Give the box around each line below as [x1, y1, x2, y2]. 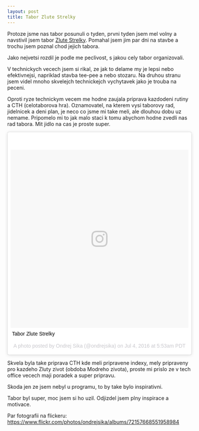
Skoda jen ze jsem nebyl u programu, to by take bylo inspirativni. [7, 383, 163, 390]
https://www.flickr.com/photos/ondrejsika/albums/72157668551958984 [7, 418, 180, 425]
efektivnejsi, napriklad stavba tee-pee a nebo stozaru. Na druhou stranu [7, 72, 181, 79]
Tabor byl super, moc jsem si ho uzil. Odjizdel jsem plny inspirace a [7, 394, 169, 402]
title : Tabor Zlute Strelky [7, 14, 76, 20]
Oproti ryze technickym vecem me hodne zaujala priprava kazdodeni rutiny [7, 95, 188, 103]
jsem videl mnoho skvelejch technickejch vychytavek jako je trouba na [7, 77, 177, 85]
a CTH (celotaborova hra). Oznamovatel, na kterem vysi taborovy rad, [7, 101, 175, 108]
